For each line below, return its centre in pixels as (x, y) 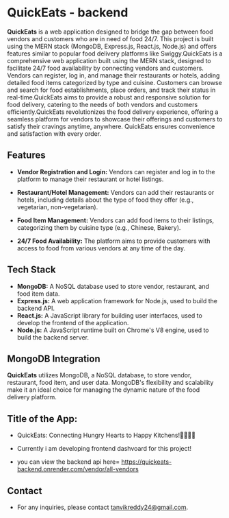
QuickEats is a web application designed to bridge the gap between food (110, 32)
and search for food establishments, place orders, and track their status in (111, 90)
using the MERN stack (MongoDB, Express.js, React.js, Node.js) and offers (112, 46)
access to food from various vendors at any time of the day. (101, 248)
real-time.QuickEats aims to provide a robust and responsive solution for (109, 97)
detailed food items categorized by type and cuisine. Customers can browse (114, 82)
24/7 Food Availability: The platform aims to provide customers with (113, 241)
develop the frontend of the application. (73, 322)
